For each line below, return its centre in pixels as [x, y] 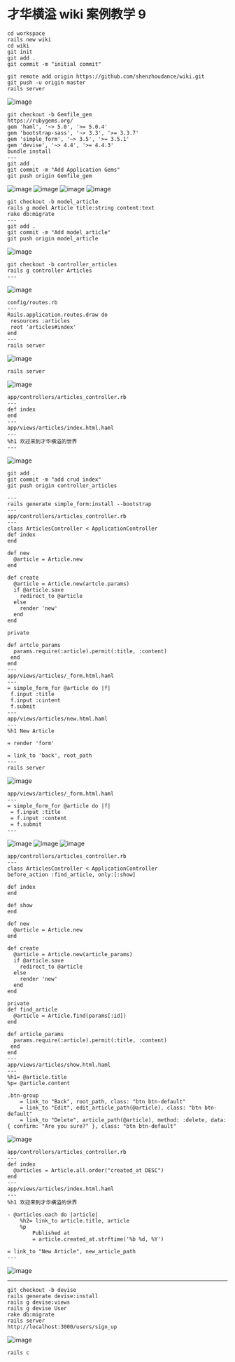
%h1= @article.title [37, 1077]
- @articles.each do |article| [53, 1214]
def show [20, 905]
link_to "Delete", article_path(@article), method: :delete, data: [126, 1120]
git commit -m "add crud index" [54, 479]
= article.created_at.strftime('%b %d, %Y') [98, 1239]
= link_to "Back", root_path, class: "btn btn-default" [103, 1101]
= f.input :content [39, 818]
